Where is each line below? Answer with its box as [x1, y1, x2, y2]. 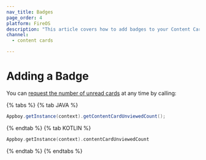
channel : [6, 32, 29, 38]
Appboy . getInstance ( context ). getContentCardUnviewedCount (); [6, 113, 166, 120]
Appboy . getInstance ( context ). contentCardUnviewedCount [6, 136, 150, 142]
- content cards [12, 37, 53, 44]
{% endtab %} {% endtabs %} [6, 147, 83, 154]
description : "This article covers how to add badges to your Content [6, 26, 191, 32]
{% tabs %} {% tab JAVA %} [6, 101, 78, 109]
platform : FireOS [6, 20, 51, 26]
